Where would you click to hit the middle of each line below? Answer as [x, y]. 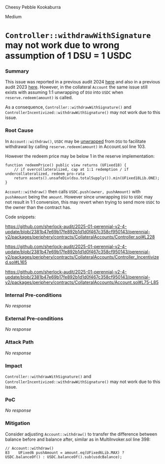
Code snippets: [20, 217]
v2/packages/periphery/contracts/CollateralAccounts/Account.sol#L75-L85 [82, 282]
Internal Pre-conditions [33, 295]
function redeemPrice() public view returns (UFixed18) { [66, 165]
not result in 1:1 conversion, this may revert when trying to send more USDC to [82, 202]
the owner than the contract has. [38, 207]
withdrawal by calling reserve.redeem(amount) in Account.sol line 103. [76, 146]
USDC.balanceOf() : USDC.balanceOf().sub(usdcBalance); [64, 457]
